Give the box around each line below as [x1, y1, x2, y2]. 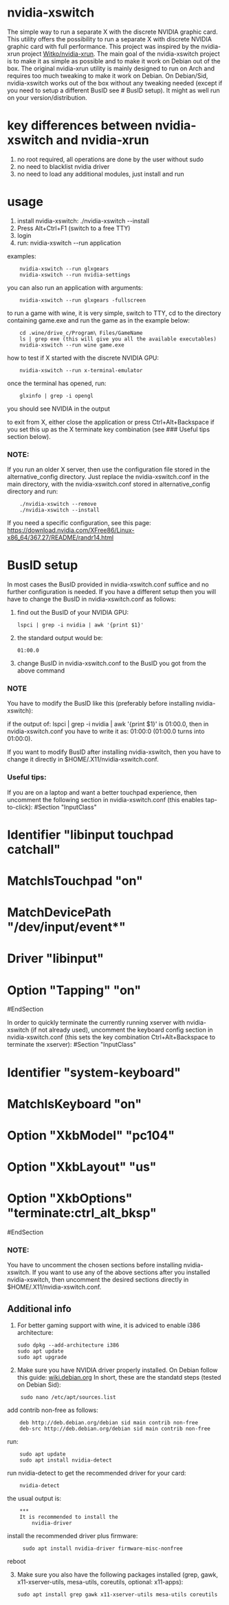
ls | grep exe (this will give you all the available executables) [19, 336, 217, 343]
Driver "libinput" [7, 951, 105, 966]
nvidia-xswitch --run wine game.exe [19, 341, 125, 349]
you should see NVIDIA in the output [7, 405, 110, 413]
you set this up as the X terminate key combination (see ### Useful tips [7, 425, 210, 433]
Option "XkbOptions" [7, 1191, 133, 1207]
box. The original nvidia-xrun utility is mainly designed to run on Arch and [7, 64, 215, 72]
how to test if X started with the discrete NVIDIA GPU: [7, 354, 160, 362]
